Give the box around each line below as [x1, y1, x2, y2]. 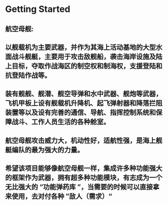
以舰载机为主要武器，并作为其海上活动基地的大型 [5, 43, 156, 51]
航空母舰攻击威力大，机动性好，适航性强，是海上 [5, 136, 156, 145]
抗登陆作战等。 [5, 71, 51, 79]
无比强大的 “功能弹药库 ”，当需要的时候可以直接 [5, 183, 153, 192]
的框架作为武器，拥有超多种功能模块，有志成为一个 [5, 174, 163, 182]
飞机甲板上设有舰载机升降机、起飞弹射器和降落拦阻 [5, 99, 163, 108]
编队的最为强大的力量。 [11, 146, 84, 154]
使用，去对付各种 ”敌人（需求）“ [11, 192, 112, 201]
